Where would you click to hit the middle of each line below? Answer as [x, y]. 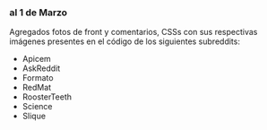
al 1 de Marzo [39, 13]
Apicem [36, 59]
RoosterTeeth [47, 97]
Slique [34, 116]
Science [37, 107]
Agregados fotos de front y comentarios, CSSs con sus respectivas [133, 32]
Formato [38, 78]
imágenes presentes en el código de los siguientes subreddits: [125, 41]
